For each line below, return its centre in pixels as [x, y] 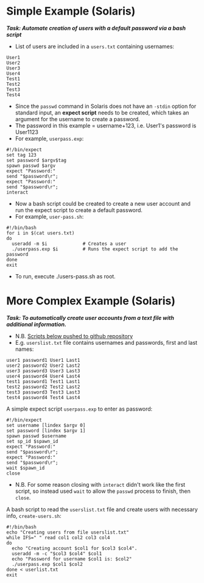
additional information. [37, 324]
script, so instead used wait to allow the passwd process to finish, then [103, 491]
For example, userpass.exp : [49, 138]
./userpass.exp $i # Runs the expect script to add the [95, 249]
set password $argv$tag [37, 160]
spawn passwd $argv [31, 166]
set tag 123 [21, 155]
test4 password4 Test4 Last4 [43, 397]
